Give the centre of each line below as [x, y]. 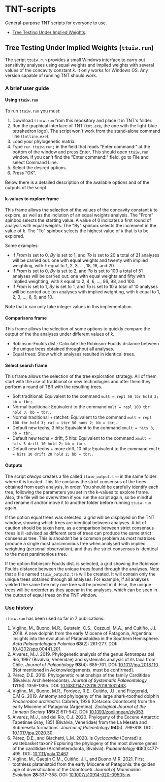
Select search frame [26, 365]
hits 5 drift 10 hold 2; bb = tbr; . [49, 444]
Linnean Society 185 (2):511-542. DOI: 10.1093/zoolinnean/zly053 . [78, 711]
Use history [19, 607]
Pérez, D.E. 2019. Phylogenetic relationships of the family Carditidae [81, 675]
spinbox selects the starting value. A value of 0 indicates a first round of [78, 220]
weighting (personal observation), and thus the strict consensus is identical [82, 549]
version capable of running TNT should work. [51, 75]
